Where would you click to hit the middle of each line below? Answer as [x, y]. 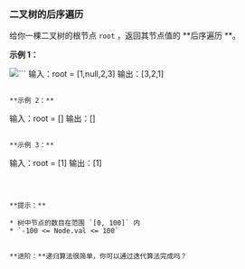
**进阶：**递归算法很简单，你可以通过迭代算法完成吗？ [99, 256]
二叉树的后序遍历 [47, 14]
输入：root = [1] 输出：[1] [56, 163]
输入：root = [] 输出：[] [52, 118]
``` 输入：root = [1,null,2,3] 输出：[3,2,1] [91, 74]
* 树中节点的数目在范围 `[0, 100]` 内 [75, 223]
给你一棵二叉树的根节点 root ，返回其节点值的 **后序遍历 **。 [125, 36]
